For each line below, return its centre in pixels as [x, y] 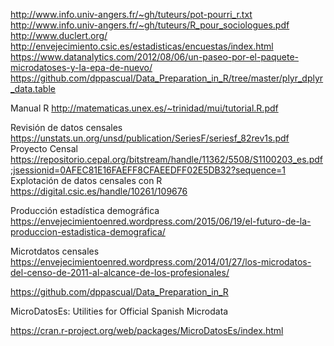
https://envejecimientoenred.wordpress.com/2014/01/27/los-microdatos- [161, 262]
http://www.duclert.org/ [59, 35]
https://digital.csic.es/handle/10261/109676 [99, 191]
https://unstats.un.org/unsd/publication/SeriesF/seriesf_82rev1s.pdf [150, 138]
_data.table [33, 88]
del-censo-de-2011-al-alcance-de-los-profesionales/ [120, 272]
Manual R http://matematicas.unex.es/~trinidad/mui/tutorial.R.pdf [144, 108]
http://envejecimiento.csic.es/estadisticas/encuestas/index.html [142, 46]
